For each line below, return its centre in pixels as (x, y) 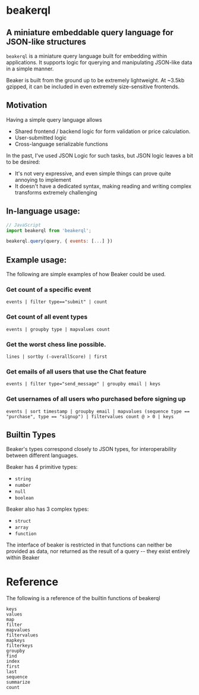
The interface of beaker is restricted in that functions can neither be (89, 545)
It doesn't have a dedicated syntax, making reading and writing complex (103, 186)
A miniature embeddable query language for (90, 33)
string (23, 479)
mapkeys (16, 641)
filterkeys (20, 646)
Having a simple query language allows (54, 119)
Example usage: (37, 260)
